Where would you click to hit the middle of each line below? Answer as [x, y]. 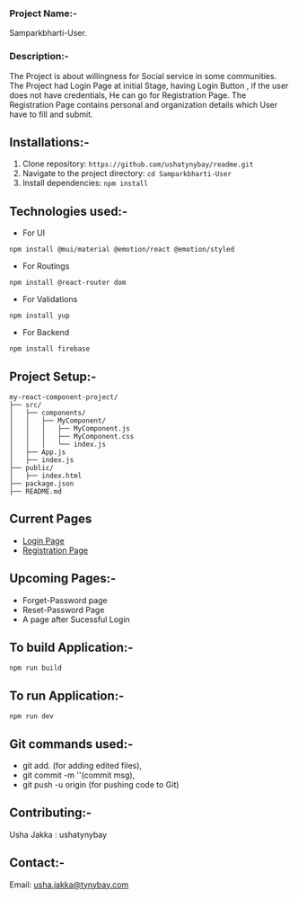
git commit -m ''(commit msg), [79, 775]
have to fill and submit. [51, 114]
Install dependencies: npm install [85, 183]
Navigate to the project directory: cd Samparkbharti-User [127, 174]
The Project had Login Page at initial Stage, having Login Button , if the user [149, 85]
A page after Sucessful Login [76, 619]
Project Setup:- [53, 376]
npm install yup [39, 316]
